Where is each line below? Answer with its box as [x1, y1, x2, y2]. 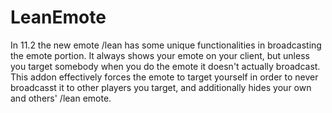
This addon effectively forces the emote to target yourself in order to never [10, 71, 319, 83]
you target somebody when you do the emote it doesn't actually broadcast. [10, 60, 321, 72]
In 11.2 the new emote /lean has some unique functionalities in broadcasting [10, 39, 322, 51]
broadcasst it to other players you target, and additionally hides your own [10, 81, 312, 93]
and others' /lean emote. [10, 92, 112, 104]
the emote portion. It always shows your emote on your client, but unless [10, 49, 310, 61]
